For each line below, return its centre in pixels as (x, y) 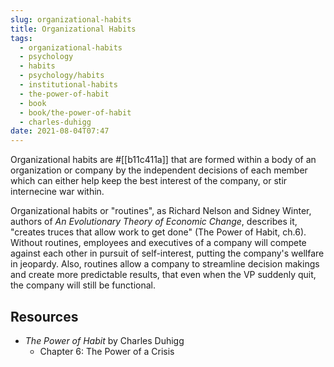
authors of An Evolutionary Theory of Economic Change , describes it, (154, 222)
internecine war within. (57, 192)
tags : (21, 38)
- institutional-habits (68, 85)
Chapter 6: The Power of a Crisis (107, 351)
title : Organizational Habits (73, 29)
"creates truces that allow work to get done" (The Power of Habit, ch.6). (158, 232)
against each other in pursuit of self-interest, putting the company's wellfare (167, 253)
